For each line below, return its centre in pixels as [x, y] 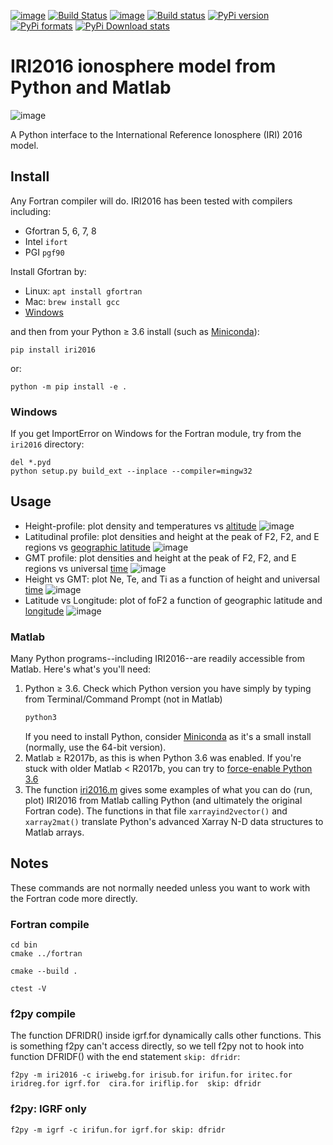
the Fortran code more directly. [74, 898]
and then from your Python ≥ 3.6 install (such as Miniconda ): [135, 331]
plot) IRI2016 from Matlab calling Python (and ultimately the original [163, 801]
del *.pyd [31, 463]
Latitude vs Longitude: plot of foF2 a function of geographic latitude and [173, 600]
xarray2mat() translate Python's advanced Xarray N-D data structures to [174, 822]
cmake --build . [44, 971]
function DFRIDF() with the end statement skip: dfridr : [125, 1057]
